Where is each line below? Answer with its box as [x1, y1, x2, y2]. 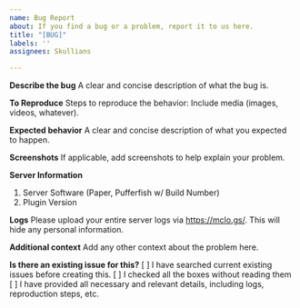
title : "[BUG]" [9, 30, 67, 39]
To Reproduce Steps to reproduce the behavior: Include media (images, [9, 97, 279, 109]
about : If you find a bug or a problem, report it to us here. [9, 22, 255, 31]
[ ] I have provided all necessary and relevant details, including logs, [9, 279, 265, 290]
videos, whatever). [9, 107, 79, 118]
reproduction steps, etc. [9, 288, 100, 300]
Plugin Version [22, 197, 77, 208]
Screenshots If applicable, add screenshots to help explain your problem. [9, 152, 285, 164]
